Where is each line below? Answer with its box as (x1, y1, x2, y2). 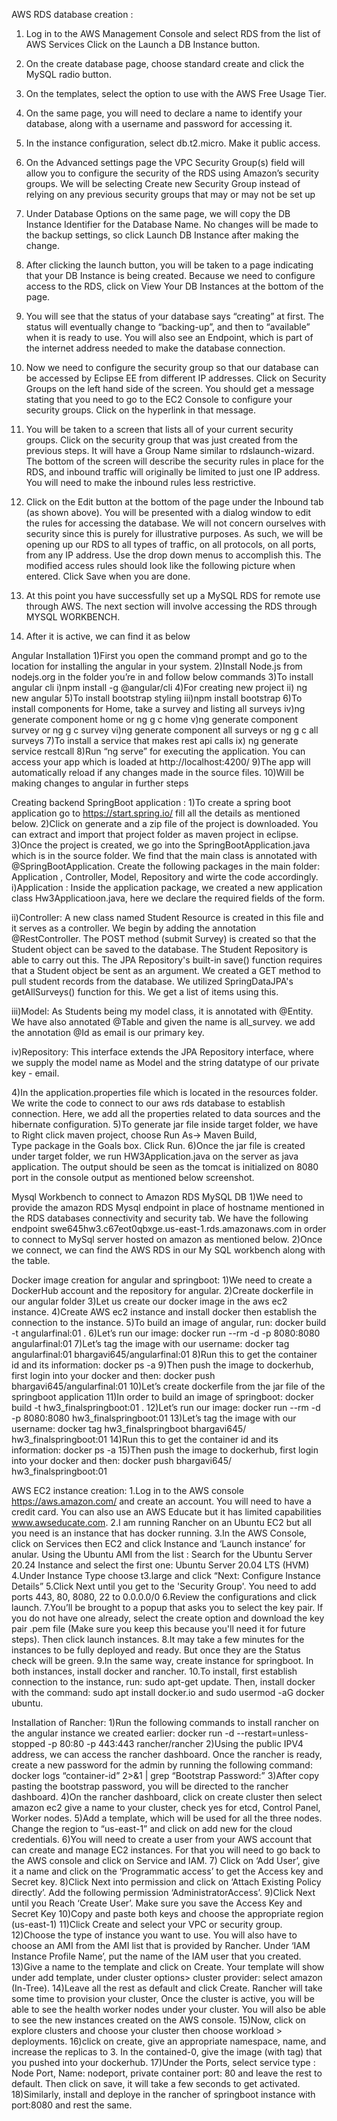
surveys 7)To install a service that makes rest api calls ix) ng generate (11, 735, 299, 746)
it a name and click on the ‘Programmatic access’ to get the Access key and (11, 1865, 324, 1877)
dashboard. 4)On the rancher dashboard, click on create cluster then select (11, 1791, 323, 1803)
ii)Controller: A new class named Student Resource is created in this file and (11, 912, 324, 923)
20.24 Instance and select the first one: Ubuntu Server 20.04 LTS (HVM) (11, 1559, 310, 1571)
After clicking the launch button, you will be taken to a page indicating (25, 259, 314, 271)
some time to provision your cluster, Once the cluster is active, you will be (11, 1993, 315, 2004)
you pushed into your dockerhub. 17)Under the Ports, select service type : (11, 2057, 316, 2068)
